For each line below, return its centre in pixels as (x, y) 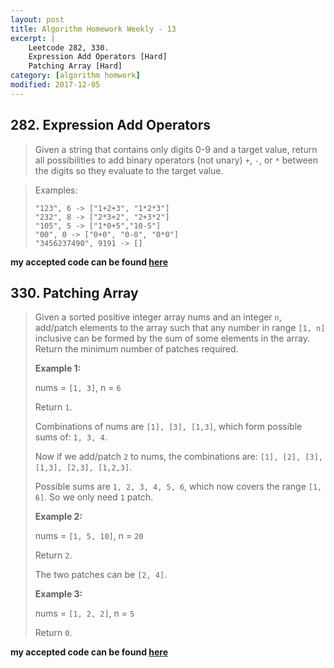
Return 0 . (53, 633)
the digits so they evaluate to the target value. (129, 170)
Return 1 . (53, 407)
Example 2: (58, 517)
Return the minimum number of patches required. (136, 349)
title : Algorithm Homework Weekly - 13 (93, 29)
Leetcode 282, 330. (69, 47)
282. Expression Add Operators (111, 125)
